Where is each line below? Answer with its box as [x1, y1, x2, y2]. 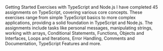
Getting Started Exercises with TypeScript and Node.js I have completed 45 [5, 4, 159, 10]
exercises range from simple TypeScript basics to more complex [5, 15, 136, 20]
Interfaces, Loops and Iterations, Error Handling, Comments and [5, 35, 135, 41]
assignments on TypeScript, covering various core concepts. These [5, 9, 143, 15]
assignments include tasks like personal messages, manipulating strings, [5, 25, 153, 31]
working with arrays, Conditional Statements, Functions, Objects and [5, 30, 144, 36]
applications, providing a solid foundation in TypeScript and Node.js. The [5, 20, 153, 25]
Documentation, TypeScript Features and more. [5, 41, 102, 46]
